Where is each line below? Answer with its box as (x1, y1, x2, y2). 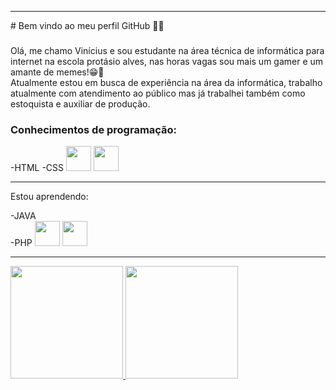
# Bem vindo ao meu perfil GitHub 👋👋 (10, 20, 165, 31)
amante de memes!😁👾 (10, 66, 105, 78)
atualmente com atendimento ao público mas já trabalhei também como (10, 87, 306, 99)
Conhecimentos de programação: (10, 122, 178, 136)
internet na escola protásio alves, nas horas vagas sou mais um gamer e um (10, 55, 324, 67)
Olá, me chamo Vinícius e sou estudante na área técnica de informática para (10, 44, 325, 56)
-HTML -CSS (10, 162, 65, 174)
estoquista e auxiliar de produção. (10, 97, 151, 110)
